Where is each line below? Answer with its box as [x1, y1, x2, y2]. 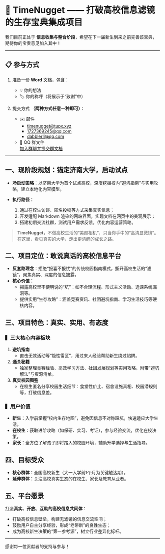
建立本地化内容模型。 [21, 186, 64, 192]
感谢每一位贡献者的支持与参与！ [5, 543, 70, 549]
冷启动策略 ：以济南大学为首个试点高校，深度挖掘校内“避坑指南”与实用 [12, 180, 154, 186]
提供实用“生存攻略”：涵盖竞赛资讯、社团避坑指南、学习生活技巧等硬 [19, 296, 157, 302]
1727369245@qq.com [27, 128, 72, 134]
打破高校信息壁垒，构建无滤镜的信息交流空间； [12, 516, 107, 522]
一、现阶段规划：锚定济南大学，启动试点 [5, 166, 128, 174]
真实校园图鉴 [12, 377, 38, 383]
